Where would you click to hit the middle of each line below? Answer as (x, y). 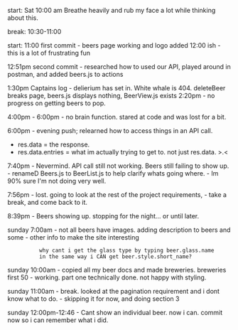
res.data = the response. (54, 144)
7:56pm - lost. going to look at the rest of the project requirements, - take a (117, 195)
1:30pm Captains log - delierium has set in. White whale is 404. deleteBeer (117, 88)
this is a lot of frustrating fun (49, 53)
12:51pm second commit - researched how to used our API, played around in (119, 66)
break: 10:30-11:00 (34, 32)
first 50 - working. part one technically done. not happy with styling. (107, 277)
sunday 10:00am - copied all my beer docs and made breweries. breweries (117, 270)
